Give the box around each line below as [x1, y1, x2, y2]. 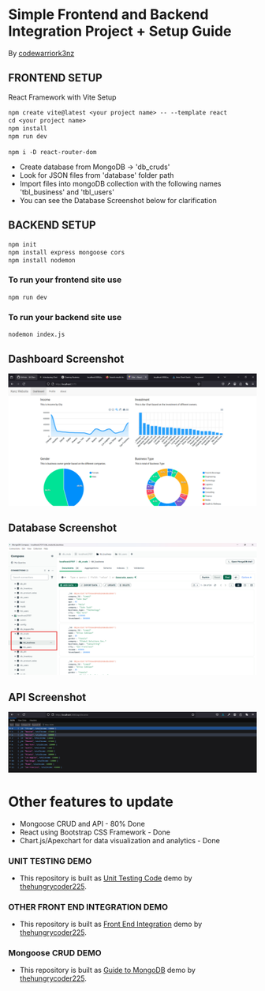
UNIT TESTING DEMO [8, 855, 92, 866]
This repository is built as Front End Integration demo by [19, 919, 203, 929]
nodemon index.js [8, 330, 65, 339]
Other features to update [8, 793, 174, 811]
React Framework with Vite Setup [8, 92, 117, 102]
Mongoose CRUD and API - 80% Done [19, 819, 146, 828]
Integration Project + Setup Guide [8, 22, 232, 40]
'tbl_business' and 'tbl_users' [19, 187, 114, 197]
